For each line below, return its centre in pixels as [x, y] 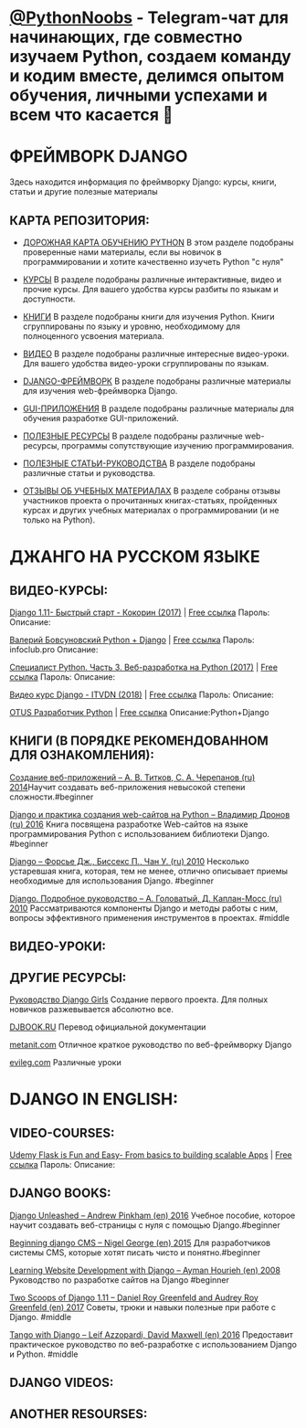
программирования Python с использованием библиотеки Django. [140, 833]
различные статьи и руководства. [89, 472]
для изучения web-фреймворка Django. [100, 390]
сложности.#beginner [52, 797]
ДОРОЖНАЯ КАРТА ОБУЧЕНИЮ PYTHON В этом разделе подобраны [158, 242]
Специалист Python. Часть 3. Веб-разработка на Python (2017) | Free [144, 667]
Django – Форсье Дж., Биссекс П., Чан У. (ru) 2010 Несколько [129, 861]
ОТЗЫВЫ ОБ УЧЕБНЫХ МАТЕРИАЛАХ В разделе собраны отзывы [152, 491]
